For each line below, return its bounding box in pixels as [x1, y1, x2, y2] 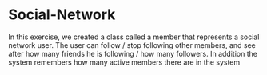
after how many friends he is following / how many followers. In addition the [8, 49, 258, 58]
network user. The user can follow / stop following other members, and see [8, 40, 256, 49]
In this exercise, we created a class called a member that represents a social [8, 32, 260, 41]
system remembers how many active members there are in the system [8, 57, 241, 67]
